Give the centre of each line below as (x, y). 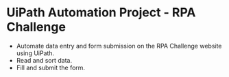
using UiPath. (35, 53)
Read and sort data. (44, 60)
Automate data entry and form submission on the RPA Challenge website (119, 46)
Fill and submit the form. (51, 67)
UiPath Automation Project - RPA (101, 13)
